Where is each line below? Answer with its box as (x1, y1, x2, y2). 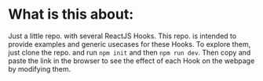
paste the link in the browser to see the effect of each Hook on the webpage (8, 56, 255, 65)
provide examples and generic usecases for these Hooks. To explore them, (8, 39, 251, 48)
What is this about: (8, 5, 134, 23)
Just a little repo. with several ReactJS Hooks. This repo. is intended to (8, 31, 237, 40)
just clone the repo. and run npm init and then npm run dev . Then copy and (8, 48, 251, 57)
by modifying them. (8, 64, 71, 73)
